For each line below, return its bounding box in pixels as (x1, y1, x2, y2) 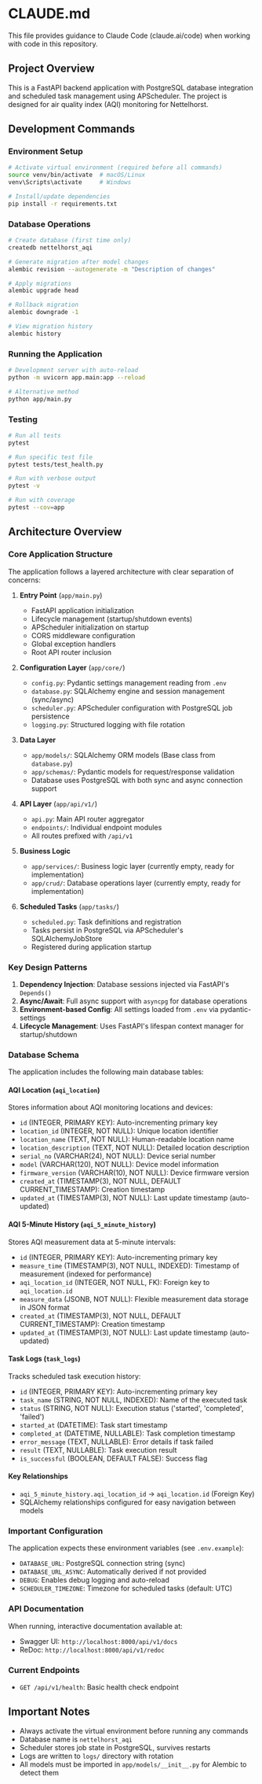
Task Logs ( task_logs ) (8, 1354, 81, 1364)
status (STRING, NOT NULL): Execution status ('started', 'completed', (19, 1403, 244, 1413)
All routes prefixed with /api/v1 (31, 831, 133, 840)
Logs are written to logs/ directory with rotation (19, 1751, 174, 1760)
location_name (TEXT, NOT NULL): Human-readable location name (19, 1135, 235, 1144)
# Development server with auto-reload (8, 367, 139, 375)
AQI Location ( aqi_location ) (8, 1085, 100, 1095)
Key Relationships (8, 1472, 68, 1481)
